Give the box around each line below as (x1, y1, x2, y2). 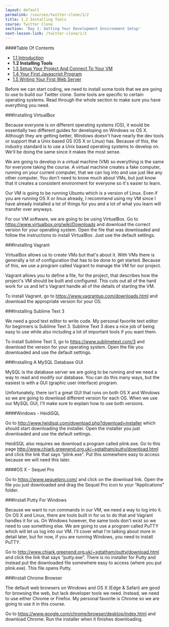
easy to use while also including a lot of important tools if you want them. (5, 329, 157, 335)
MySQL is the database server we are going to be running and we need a (5, 369, 157, 375)
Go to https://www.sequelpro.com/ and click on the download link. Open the (5, 476, 163, 482)
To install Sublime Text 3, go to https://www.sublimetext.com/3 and (5, 339, 145, 345)
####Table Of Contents (5, 45, 54, 51)
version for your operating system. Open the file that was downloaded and (5, 227, 160, 233)
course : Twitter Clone (5, 21, 53, 27)
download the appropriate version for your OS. (5, 299, 102, 304)
